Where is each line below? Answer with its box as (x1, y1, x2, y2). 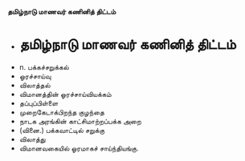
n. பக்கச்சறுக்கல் (18, 62, 69, 71)
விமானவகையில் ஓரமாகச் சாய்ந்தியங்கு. (18, 143, 139, 153)
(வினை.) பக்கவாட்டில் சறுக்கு (18, 125, 105, 135)
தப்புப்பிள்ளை (18, 98, 59, 107)
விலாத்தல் (18, 80, 51, 90)
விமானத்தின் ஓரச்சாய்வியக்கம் (18, 89, 112, 99)
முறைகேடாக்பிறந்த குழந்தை (18, 107, 105, 117)
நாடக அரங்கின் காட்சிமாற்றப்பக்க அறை (18, 116, 142, 126)
